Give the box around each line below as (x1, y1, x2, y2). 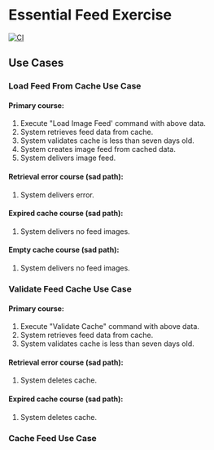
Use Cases (8, 56, 64, 70)
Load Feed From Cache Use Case (8, 80, 142, 92)
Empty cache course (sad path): (8, 245, 120, 255)
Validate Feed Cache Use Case (8, 283, 132, 294)
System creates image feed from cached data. (20, 145, 177, 154)
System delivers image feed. (20, 153, 116, 163)
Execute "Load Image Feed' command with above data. (20, 119, 206, 128)
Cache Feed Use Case (8, 432, 98, 444)
